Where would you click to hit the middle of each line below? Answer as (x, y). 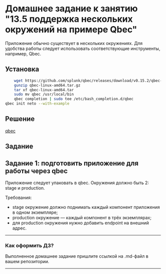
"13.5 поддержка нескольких (69, 19)
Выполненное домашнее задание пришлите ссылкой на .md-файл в (77, 256)
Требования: (19, 197)
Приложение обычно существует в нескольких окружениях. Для (74, 43)
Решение (20, 119)
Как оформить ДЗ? (30, 245)
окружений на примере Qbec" (71, 30)
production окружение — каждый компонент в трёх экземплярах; (82, 218)
